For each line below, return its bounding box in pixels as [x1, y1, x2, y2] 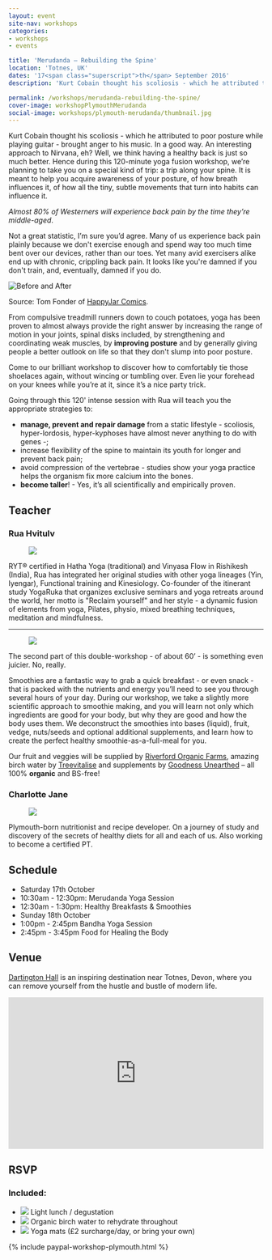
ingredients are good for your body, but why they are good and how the [8, 710, 247, 719]
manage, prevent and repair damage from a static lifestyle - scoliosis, [19, 420, 256, 430]
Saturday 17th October [19, 885, 96, 894]
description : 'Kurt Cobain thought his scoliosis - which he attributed [8, 78, 259, 87]
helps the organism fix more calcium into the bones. [19, 471, 194, 482]
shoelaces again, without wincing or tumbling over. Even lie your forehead [8, 371, 255, 381]
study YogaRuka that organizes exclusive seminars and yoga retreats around [8, 587, 264, 596]
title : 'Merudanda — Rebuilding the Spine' [8, 57, 158, 65]
